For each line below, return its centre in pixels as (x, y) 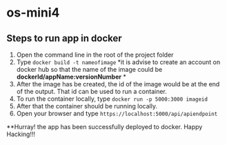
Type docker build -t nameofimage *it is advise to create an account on (118, 62)
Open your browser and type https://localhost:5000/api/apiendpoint (117, 113)
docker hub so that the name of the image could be (89, 69)
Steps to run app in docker (64, 38)
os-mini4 (33, 13)
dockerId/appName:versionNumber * (71, 77)
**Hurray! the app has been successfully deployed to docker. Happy (105, 127)
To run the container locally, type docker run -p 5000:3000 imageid (112, 99)
